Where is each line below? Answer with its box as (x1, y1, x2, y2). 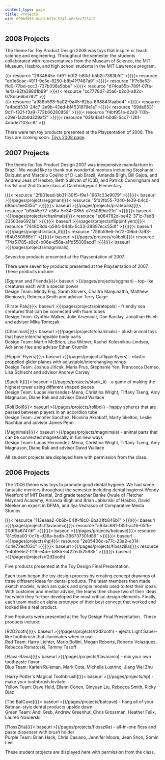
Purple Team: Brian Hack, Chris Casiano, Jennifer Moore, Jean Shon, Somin (5, 734, 159, 740)
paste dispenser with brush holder (5, 729, 75, 735)
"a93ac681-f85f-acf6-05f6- (95, 522, 152, 528)
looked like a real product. (5, 604, 58, 610)
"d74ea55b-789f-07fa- (107, 83, 153, 89)
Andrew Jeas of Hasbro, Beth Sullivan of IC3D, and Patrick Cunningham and (5, 177, 160, 183)
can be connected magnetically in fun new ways (5, 434, 103, 440)
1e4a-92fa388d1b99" (5, 88, 48, 94)
